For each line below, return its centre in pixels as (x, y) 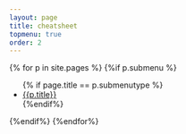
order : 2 (25, 42)
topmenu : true (36, 34)
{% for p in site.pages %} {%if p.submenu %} (93, 68)
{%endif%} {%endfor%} (54, 121)
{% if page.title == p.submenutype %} (93, 85)
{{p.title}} (39, 95)
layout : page (34, 17)
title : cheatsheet (43, 26)
